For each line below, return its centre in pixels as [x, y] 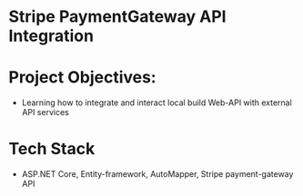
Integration [51, 36]
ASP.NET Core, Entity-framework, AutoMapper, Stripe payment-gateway [157, 174]
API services [45, 113]
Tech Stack [52, 149]
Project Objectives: [82, 78]
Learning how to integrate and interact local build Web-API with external [157, 103]
